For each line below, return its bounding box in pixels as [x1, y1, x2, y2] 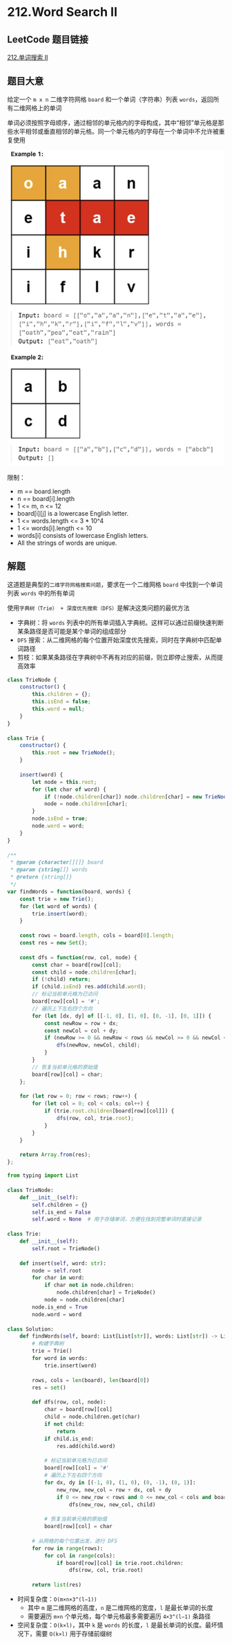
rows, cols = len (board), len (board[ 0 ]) [32, 1376, 150, 1383]
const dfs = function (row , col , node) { [19, 954, 137, 961]
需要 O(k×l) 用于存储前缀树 [35, 1629, 113, 1638]
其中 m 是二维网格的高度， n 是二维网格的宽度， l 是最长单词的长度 [27, 1604, 213, 1612]
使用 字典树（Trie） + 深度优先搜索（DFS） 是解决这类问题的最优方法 [7, 604, 190, 612]
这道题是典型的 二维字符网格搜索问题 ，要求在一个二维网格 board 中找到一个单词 [7, 580, 223, 588]
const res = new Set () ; [19, 940, 88, 947]
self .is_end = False [32, 1209, 91, 1216]
